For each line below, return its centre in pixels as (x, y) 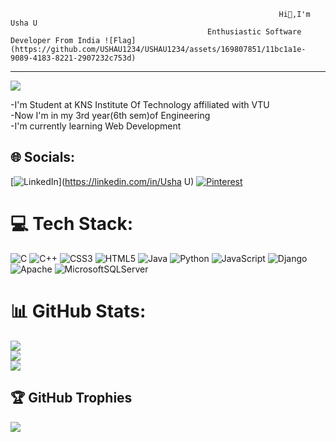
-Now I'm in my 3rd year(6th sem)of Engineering (110, 115)
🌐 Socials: (43, 157)
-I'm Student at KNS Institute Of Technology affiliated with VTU (140, 104)
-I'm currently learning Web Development (96, 126)
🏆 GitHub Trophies (71, 398)
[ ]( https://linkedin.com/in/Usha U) (102, 181)
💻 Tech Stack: (72, 224)
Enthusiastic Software (254, 32)
